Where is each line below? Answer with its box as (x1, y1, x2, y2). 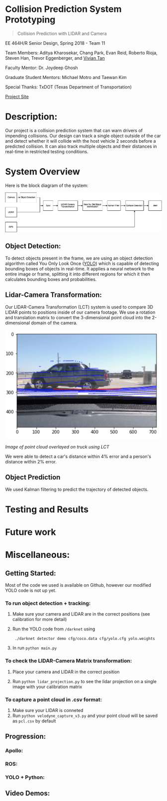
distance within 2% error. (5, 458, 57, 464)
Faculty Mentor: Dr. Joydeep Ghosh (5, 65, 78, 71)
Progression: (5, 732, 46, 741)
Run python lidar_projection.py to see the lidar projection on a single (12, 678, 157, 684)
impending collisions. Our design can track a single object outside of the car (5, 133, 162, 139)
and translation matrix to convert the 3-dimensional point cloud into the (5, 314, 151, 320)
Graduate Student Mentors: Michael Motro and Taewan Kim (5, 74, 127, 80)
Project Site (5, 93, 29, 99)
